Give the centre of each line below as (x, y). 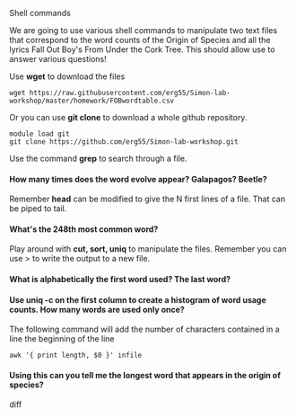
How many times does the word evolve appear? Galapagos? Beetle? (138, 179)
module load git (39, 134)
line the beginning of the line (62, 339)
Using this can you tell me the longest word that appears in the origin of (145, 375)
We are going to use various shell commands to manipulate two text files (144, 30)
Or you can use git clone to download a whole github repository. (128, 117)
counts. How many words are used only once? (97, 309)
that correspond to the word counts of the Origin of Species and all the (140, 40)
